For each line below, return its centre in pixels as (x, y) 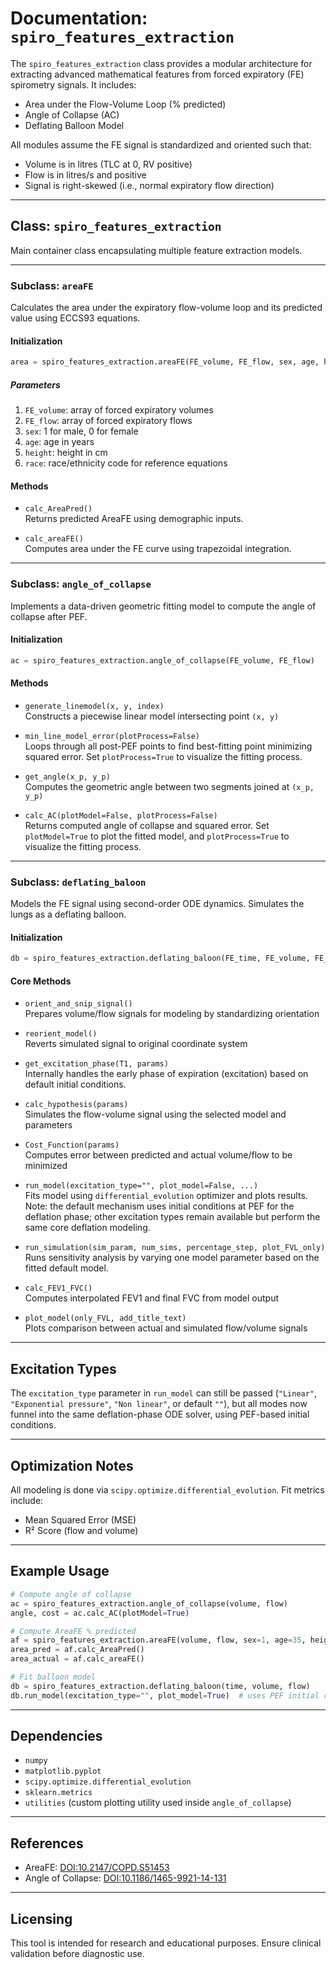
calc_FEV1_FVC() (58, 1288)
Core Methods (41, 981)
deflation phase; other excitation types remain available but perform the (172, 1217)
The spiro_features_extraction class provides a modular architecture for (161, 63)
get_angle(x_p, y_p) (67, 777)
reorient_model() (61, 1034)
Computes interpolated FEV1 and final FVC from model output (152, 1298)
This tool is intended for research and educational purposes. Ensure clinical (166, 1943)
